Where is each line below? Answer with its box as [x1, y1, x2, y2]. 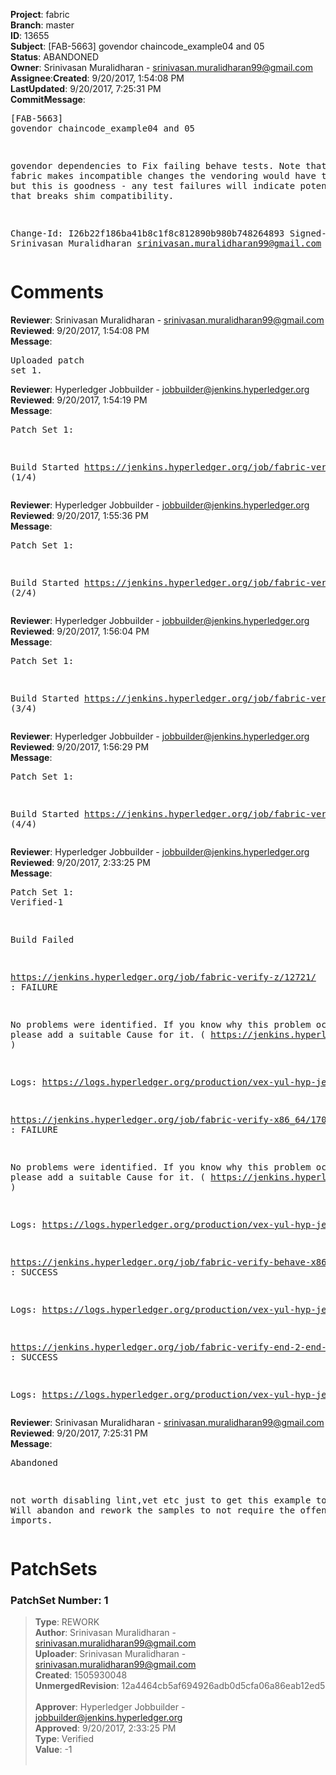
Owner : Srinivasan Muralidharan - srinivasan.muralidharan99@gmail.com [10, 62, 313, 73]
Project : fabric [10, 9, 70, 20]
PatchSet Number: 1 [10, 1594, 109, 1608]
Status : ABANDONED [10, 51, 100, 63]
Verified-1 [10, 896, 64, 908]
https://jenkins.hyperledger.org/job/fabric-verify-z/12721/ [10, 971, 317, 983]
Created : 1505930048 [34, 1669, 128, 1681]
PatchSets [10, 1558, 98, 1581]
